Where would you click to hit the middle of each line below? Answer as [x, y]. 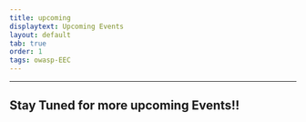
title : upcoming [40, 18]
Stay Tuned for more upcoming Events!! [124, 106]
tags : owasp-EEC [40, 60]
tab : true [28, 43]
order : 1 [26, 52]
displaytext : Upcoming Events [67, 26]
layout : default [40, 35]
